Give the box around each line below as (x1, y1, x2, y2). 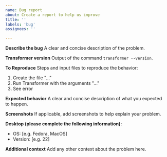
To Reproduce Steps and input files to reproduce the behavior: (5, 65, 138, 71)
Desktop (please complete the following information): (5, 121, 122, 127)
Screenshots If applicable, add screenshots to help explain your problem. (5, 111, 161, 117)
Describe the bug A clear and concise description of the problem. (5, 45, 145, 51)
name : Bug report (5, 7, 43, 13)
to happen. (5, 101, 28, 107)
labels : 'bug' (5, 21, 36, 27)
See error (12, 85, 33, 92)
